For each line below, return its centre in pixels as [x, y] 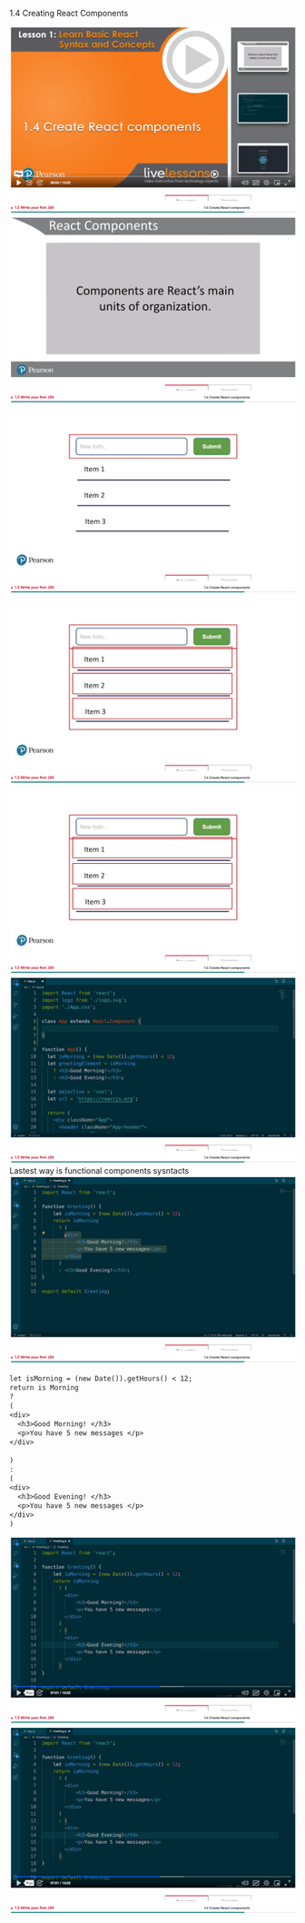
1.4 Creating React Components [69, 13]
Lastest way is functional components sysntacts [99, 1171]
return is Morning [44, 1388]
